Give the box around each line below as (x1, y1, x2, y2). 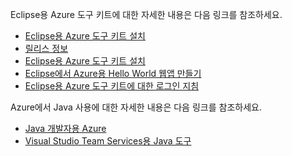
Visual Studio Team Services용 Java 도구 (24, 135, 192, 147)
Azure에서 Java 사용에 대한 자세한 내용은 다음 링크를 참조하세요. (10, 101, 262, 113)
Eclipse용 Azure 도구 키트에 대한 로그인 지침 (24, 80, 200, 92)
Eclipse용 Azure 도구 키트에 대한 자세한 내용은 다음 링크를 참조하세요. (10, 9, 283, 20)
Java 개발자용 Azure (24, 123, 107, 134)
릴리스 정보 (24, 43, 69, 54)
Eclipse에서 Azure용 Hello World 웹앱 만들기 (24, 68, 202, 79)
